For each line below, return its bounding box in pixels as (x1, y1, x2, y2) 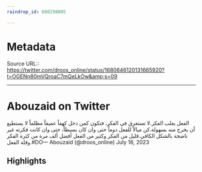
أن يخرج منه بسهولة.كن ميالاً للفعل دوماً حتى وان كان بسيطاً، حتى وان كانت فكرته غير (7, 126, 195, 133)
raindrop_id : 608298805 (7, 8, 67, 15)
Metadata (7, 40, 56, 54)
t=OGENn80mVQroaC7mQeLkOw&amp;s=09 (7, 73, 117, 80)
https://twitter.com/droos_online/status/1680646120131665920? (7, 66, 165, 73)
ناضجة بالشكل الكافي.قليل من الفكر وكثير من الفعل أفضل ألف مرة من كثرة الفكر (7, 132, 188, 139)
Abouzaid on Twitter (7, 99, 110, 113)
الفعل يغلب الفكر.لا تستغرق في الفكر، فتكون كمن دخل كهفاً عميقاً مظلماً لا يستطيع (7, 119, 189, 126)
